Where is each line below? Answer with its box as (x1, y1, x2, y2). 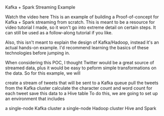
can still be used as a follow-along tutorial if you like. (5, 30, 113, 35)
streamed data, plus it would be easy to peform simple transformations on (5, 65, 157, 71)
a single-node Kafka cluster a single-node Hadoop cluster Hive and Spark (5, 106, 157, 111)
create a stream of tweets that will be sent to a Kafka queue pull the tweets (5, 80, 159, 86)
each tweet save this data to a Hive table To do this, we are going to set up (5, 91, 158, 96)
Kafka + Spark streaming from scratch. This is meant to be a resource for (5, 19, 155, 25)
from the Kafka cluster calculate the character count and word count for (5, 85, 153, 91)
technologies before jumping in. (5, 50, 71, 56)
